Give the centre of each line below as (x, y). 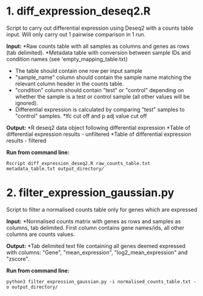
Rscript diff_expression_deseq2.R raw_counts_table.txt (78, 163)
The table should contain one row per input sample (78, 70)
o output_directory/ (32, 287)
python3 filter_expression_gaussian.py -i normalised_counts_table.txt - (101, 281)
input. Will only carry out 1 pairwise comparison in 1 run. (76, 34)
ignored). (26, 103)
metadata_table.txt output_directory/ (55, 169)
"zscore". (18, 258)
